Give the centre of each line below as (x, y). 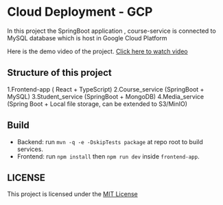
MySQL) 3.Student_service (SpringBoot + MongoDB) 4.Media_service (106, 96)
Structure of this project (59, 73)
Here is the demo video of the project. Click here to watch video (97, 51)
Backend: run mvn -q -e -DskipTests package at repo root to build (110, 141)
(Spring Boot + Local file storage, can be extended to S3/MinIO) (97, 104)
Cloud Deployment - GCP (80, 12)
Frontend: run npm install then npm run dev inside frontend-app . (108, 156)
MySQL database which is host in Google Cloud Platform (87, 38)
